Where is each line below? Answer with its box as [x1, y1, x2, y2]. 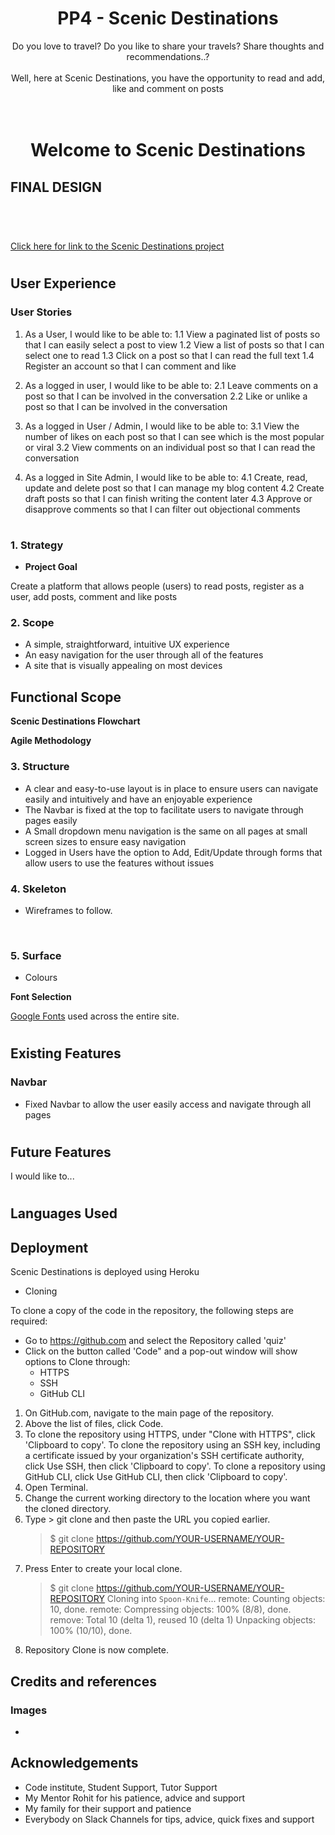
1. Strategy [10, 538, 64, 552]
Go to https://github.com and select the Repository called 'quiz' [24, 1335, 287, 1347]
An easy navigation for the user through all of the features [24, 649, 264, 661]
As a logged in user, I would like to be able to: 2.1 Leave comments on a [24, 379, 319, 391]
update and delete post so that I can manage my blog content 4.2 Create [24, 482, 325, 494]
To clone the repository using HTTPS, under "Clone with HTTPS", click [24, 1428, 316, 1441]
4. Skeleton [10, 882, 67, 896]
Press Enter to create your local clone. [24, 1563, 183, 1575]
